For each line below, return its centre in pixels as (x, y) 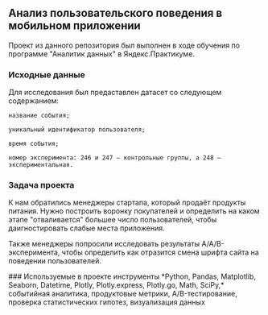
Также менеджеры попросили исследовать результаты (104, 244)
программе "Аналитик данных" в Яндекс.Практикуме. (102, 54)
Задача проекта (41, 185)
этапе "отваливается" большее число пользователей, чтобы (113, 220)
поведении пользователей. (55, 261)
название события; (39, 116)
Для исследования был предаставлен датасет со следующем (115, 93)
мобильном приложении (74, 26)
